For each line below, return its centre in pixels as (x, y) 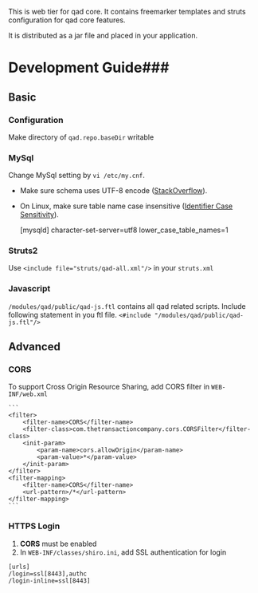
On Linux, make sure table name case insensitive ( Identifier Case (126, 206)
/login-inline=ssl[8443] (49, 581)
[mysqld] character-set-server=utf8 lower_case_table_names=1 (124, 230)
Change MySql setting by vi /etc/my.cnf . (77, 176)
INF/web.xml (28, 394)
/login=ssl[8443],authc (48, 574)
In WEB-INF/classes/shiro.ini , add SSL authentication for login (123, 552)
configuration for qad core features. (67, 20)
